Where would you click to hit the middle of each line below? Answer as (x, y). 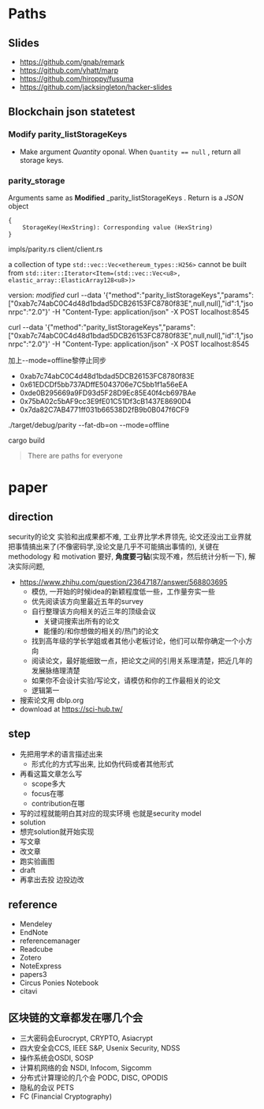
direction (31, 517)
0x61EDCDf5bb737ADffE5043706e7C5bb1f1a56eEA (103, 384)
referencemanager (50, 941)
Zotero (30, 957)
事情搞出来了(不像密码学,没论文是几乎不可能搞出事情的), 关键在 (117, 546)
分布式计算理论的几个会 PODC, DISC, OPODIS (93, 1078)
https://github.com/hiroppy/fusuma (76, 79)
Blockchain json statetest (72, 112)
